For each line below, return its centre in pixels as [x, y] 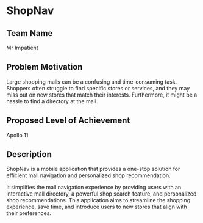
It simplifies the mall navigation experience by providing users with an [94, 188]
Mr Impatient [22, 48]
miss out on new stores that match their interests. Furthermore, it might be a [102, 95]
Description [29, 154]
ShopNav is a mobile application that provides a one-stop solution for [93, 169]
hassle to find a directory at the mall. [52, 101]
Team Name [30, 33]
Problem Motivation [45, 67]
